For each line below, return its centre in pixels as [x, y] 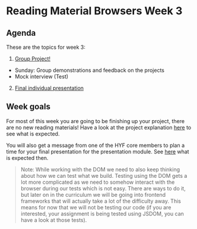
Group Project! [32, 59]
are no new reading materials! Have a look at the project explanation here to [99, 127]
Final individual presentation [49, 88]
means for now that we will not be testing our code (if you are [96, 207]
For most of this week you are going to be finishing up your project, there [96, 121]
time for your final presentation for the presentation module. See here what [98, 151]
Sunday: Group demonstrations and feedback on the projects [90, 70]
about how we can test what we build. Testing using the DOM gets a [104, 175]
